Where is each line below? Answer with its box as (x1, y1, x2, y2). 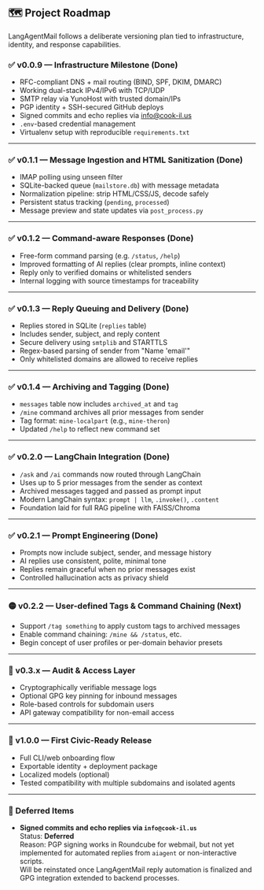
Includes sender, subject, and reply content (19, 329, 160, 339)
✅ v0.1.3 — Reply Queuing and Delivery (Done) (8, 302, 189, 313)
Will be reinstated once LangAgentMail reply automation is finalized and (19, 865, 252, 874)
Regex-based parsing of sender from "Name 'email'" (19, 346, 191, 355)
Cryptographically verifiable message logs (19, 683, 157, 692)
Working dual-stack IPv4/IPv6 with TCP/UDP (19, 86, 165, 95)
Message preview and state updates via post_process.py (19, 206, 203, 215)
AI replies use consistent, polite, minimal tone (19, 556, 167, 566)
